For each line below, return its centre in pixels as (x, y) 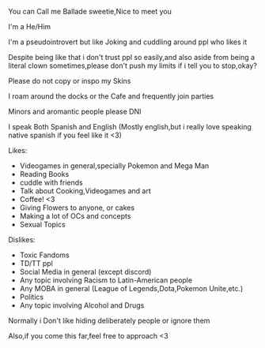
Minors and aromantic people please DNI (75, 111)
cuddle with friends (51, 182)
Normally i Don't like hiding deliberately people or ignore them (109, 320)
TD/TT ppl (36, 263)
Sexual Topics (42, 225)
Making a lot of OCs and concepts (75, 216)
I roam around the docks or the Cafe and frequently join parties (111, 96)
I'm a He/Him (30, 26)
